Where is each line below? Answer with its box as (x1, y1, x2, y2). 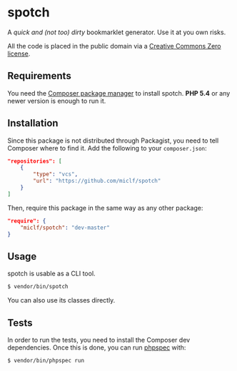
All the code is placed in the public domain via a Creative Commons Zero (7, 41, 221, 50)
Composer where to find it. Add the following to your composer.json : (7, 143, 207, 152)
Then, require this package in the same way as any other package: (7, 203, 203, 212)
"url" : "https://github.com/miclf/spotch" (33, 178, 161, 185)
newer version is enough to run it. (7, 96, 106, 105)
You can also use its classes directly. (7, 296, 116, 305)
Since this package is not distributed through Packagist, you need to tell (7, 136, 219, 145)
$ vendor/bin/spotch (7, 283, 69, 290)
